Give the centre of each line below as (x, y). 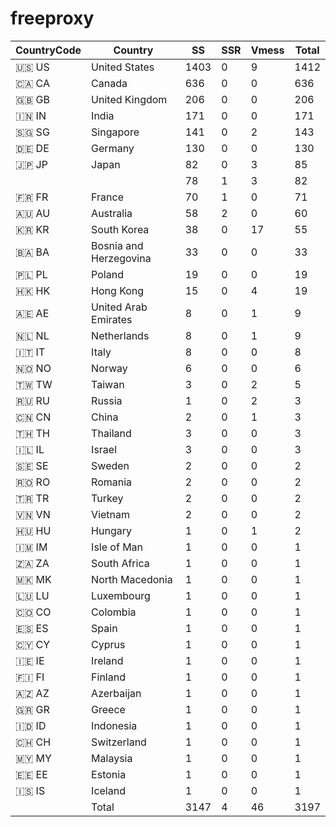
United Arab (119, 307)
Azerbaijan (116, 693)
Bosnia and (117, 245)
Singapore (115, 132)
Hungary (111, 530)
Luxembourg (121, 595)
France (107, 197)
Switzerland (119, 742)
